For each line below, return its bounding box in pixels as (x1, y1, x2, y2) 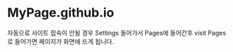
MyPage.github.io (7, 5, 114, 21)
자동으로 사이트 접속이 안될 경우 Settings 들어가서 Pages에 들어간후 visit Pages (7, 28, 227, 37)
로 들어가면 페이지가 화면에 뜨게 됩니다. (7, 37, 114, 46)
